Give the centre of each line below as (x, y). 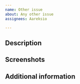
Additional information (40, 76)
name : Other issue (24, 10)
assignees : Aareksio (26, 19)
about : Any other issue (29, 14)
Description (23, 43)
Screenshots (25, 60)
